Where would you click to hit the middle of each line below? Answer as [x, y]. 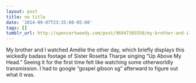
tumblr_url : [20, 33]
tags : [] [17, 28]
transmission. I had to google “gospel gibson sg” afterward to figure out [92, 68]
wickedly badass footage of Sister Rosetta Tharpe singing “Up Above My [94, 56]
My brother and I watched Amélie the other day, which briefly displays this [95, 50]
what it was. [20, 75]
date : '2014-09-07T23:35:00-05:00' [49, 22]
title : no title [26, 17]
